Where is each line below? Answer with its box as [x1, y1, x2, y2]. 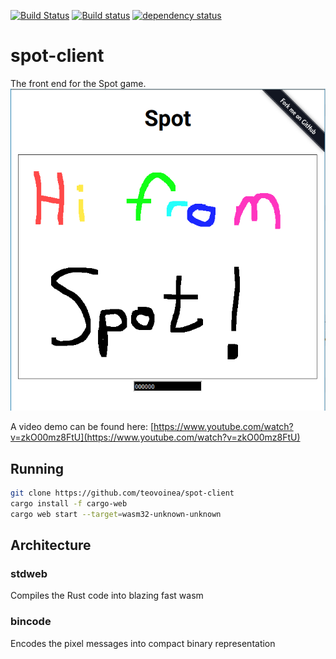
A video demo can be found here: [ [10, 421, 155, 433]
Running [10, 460, 65, 477]
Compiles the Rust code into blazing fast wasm [10, 590, 204, 602]
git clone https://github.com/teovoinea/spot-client [10, 488, 235, 498]
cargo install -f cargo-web [10, 498, 128, 509]
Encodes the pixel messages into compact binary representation [10, 637, 276, 649]
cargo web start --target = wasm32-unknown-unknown [10, 509, 222, 519]
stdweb [10, 566, 48, 580]
